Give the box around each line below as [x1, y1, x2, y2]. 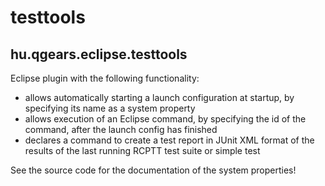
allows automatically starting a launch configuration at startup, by [24, 92, 295, 103]
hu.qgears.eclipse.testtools [10, 46, 188, 63]
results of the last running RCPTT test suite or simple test [24, 145, 261, 156]
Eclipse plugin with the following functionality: [10, 72, 200, 84]
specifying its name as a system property [24, 102, 196, 114]
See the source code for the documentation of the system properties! [10, 164, 297, 176]
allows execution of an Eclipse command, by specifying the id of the [24, 113, 307, 125]
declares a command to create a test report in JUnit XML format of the [24, 134, 315, 146]
